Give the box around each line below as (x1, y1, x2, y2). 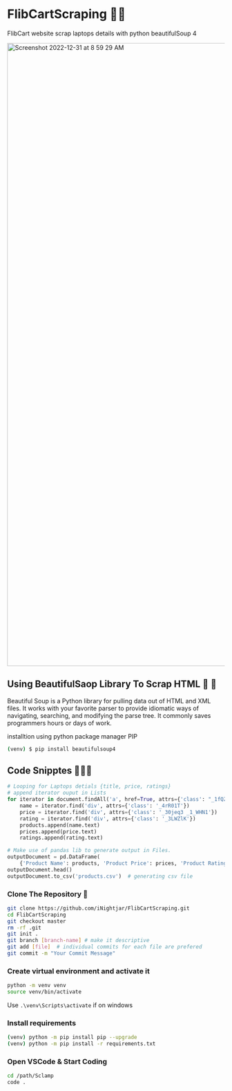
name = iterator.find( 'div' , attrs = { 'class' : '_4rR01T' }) (19, 802, 190, 809)
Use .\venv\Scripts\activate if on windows (7, 1001, 133, 1009)
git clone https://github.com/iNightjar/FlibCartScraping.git (7, 905, 190, 912)
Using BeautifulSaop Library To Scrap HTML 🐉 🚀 (7, 678, 217, 690)
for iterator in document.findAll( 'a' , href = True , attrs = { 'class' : (7, 796, 206, 803)
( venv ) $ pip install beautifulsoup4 (7, 746, 116, 752)
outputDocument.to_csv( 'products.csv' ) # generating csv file (7, 872, 193, 880)
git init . (7, 930, 39, 937)
